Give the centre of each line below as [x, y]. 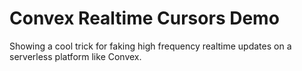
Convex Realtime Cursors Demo [144, 18]
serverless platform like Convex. [75, 56]
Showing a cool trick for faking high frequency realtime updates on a [150, 46]
